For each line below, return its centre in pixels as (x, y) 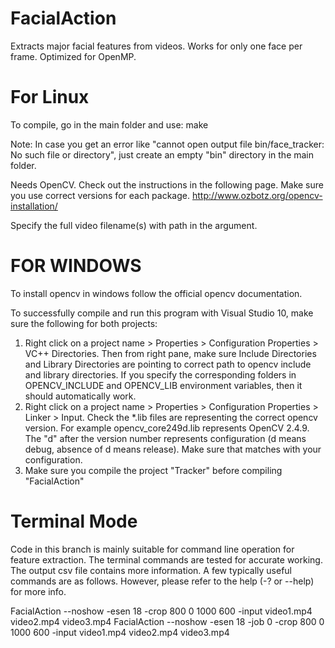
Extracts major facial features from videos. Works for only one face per (156, 46)
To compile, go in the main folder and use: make (109, 124)
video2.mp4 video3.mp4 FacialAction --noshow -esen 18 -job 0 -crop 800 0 (167, 621)
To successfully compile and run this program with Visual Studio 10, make (162, 313)
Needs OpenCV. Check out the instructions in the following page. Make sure (167, 184)
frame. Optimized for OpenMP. (73, 56)
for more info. (38, 591)
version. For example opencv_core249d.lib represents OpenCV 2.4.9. (167, 428)
